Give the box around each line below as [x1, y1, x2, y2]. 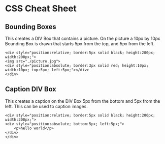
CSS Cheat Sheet [5, 3, 77, 14]
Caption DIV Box [5, 85, 57, 93]
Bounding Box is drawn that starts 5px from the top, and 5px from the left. [5, 41, 155, 47]
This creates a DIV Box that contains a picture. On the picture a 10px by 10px [5, 35, 160, 41]
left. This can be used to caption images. [5, 103, 88, 109]
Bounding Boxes [5, 23, 57, 31]
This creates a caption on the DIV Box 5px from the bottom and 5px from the [5, 98, 161, 104]
